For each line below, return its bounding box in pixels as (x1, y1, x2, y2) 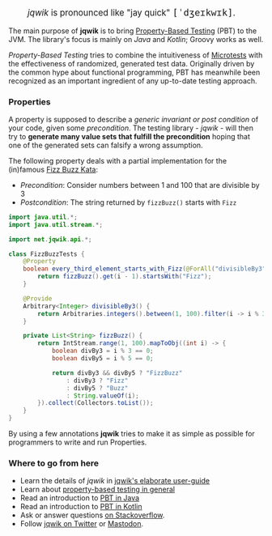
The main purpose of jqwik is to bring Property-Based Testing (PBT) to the (8, 26, 257, 36)
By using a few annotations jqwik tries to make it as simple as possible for (8, 429, 255, 439)
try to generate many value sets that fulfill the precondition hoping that (8, 131, 251, 141)
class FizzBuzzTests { (8, 249, 85, 258)
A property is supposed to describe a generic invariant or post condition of (8, 114, 259, 124)
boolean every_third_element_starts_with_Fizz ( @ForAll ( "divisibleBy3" (23, 265, 266, 273)
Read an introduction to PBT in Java (19, 493, 140, 503)
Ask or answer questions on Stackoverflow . (19, 510, 165, 520)
